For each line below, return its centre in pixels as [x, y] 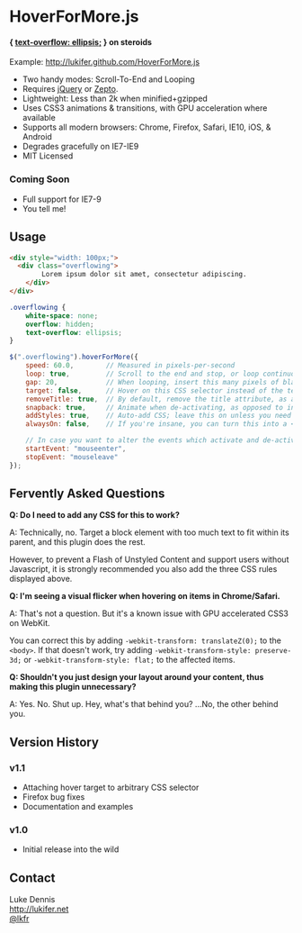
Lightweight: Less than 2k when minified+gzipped [115, 99]
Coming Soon [40, 179]
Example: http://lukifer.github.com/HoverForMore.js [105, 62]
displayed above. [41, 579]
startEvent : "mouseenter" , [76, 448]
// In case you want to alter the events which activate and [142, 440]
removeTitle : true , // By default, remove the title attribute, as [156, 399]
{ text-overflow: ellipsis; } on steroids [81, 41]
